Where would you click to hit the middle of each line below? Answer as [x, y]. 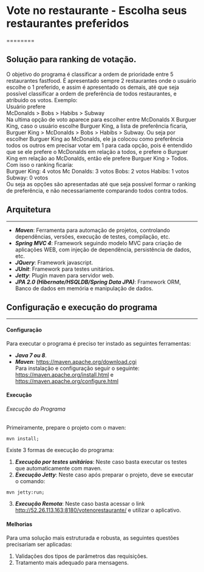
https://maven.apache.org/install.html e [64, 374]
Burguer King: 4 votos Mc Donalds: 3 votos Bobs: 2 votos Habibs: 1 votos [98, 171]
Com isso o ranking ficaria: [40, 164]
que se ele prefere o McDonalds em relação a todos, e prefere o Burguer [97, 152]
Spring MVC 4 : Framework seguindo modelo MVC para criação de [98, 243]
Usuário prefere [26, 106]
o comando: [30, 481]
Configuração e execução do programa [82, 307]
